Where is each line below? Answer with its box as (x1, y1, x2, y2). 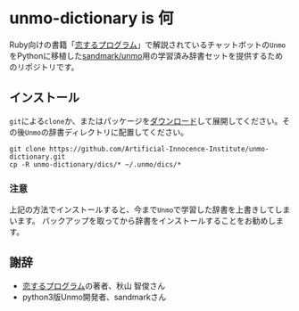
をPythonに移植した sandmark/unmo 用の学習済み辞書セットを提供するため (9, 50, 284, 61)
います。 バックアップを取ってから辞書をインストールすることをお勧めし (9, 216, 277, 226)
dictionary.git (9, 152, 66, 161)
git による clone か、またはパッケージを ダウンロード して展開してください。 (9, 115, 283, 126)
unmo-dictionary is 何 (9, 8, 174, 29)
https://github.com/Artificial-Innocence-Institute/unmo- (48, 144, 270, 153)
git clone (9, 144, 46, 153)
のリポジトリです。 (9, 61, 79, 72)
